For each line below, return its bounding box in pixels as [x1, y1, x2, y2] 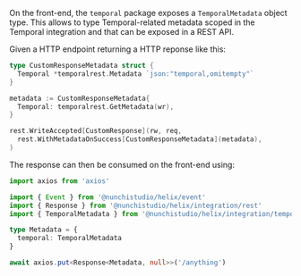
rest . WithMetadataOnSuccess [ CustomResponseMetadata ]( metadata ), [17, 135, 262, 144]
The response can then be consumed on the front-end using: [9, 159, 236, 170]
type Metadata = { [9, 225, 78, 235]
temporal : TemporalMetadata [17, 234, 123, 243]
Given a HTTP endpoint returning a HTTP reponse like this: [9, 44, 227, 54]
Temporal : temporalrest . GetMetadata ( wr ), [17, 102, 175, 111]
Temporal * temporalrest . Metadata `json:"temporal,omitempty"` [17, 69, 254, 79]
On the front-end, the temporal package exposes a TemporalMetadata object [9, 8, 288, 18]
